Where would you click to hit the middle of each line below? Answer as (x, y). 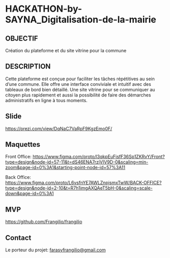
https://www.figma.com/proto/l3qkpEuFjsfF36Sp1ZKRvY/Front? (99, 157)
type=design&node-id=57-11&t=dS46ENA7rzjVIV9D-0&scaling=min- (77, 162)
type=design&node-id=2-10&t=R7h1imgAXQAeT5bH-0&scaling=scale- (79, 188)
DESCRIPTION (28, 67)
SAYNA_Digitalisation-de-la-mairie (81, 20)
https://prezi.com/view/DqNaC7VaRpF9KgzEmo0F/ (59, 128)
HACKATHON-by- (44, 9)
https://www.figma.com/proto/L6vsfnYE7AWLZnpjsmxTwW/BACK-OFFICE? (83, 183)
